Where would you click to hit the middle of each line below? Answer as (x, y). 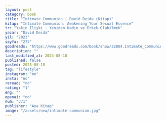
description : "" (22, 51)
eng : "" (13, 92)
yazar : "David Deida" (27, 33)
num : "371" (16, 102)
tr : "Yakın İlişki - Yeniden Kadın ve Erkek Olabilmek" (64, 28)
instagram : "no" (22, 74)
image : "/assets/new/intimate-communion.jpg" (53, 111)
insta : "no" (17, 79)
